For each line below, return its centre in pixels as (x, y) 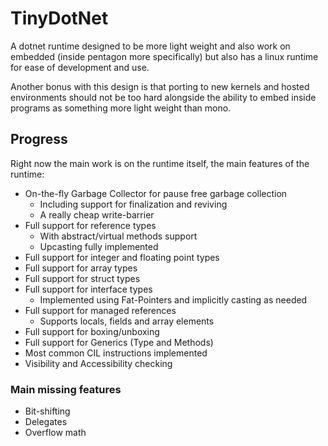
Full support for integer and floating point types (122, 257)
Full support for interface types (88, 289)
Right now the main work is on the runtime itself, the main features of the (160, 163)
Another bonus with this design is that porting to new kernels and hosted (160, 86)
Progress (39, 139)
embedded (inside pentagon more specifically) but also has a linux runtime (164, 56)
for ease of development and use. (80, 67)
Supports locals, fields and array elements (127, 321)
